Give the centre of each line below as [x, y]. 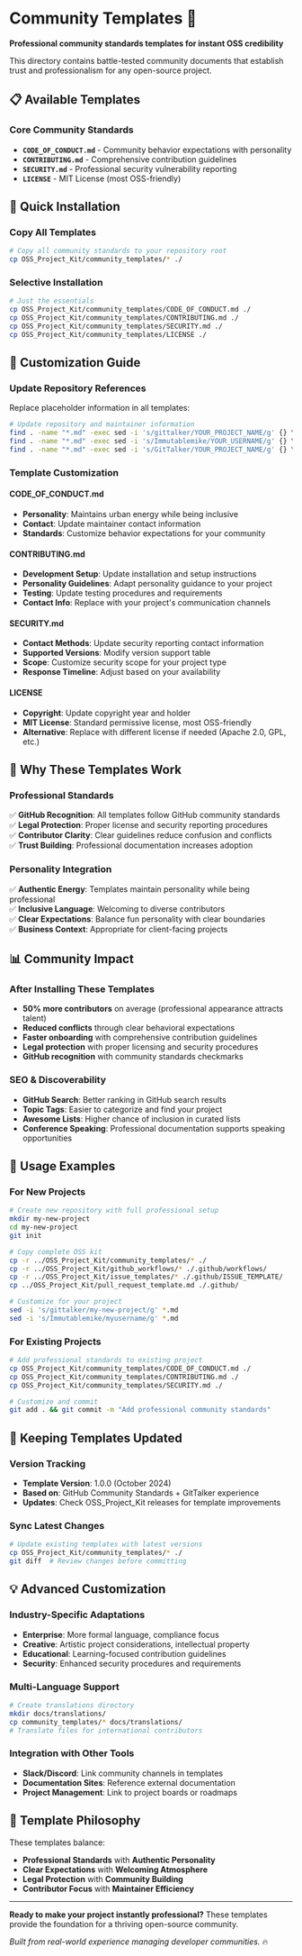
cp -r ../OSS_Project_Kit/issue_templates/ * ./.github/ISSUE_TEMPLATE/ [146, 1277]
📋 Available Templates [75, 100]
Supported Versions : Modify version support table [116, 653]
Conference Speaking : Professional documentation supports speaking [154, 1128]
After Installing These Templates [82, 988]
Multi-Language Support [64, 1687]
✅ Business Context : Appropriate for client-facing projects [119, 929]
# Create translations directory [72, 1705]
